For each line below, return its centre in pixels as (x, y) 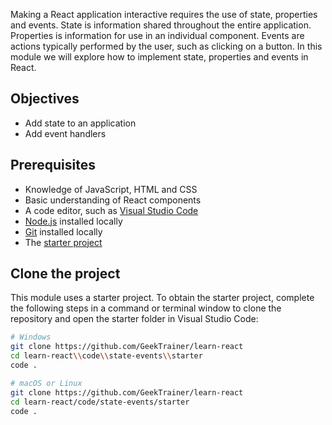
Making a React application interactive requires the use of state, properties (164, 14)
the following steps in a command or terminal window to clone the (146, 308)
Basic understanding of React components (113, 200)
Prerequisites (53, 165)
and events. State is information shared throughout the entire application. (161, 25)
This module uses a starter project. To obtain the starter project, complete (162, 298)
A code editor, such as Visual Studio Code (111, 210)
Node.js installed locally (73, 221)
